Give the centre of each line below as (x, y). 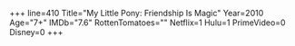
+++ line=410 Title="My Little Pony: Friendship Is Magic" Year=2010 (137, 13)
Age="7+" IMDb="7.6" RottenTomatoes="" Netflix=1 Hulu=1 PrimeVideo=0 (147, 23)
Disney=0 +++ (36, 32)
